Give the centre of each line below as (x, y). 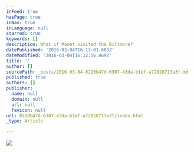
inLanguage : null (27, 28)
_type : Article (25, 121)
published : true (26, 77)
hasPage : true (24, 17)
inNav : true (21, 22)
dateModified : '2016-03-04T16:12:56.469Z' (59, 55)
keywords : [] (22, 39)
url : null (23, 105)
